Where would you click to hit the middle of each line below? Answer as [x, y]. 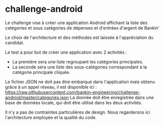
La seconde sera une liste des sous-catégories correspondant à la [80, 67]
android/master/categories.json [37, 97]
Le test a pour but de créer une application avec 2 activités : [66, 52]
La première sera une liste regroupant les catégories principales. [78, 62]
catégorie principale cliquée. [41, 72]
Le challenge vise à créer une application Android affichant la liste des [76, 23]
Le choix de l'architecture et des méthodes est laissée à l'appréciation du [79, 37]
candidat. [15, 42]
